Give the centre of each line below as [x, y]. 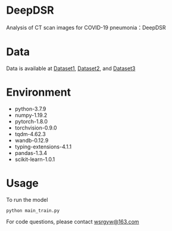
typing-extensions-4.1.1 [43, 147]
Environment [39, 92]
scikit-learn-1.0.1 [35, 159]
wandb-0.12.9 [32, 140]
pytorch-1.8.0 [31, 121]
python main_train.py [33, 211]
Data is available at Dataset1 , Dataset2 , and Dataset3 [71, 68]
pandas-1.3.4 [31, 153]
